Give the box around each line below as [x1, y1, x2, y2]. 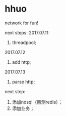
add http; [12, 59, 31, 65]
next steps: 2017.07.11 [5, 29, 49, 35]
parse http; [12, 79, 35, 85]
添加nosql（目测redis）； [12, 99, 63, 105]
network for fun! [5, 20, 39, 26]
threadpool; [12, 39, 36, 46]
